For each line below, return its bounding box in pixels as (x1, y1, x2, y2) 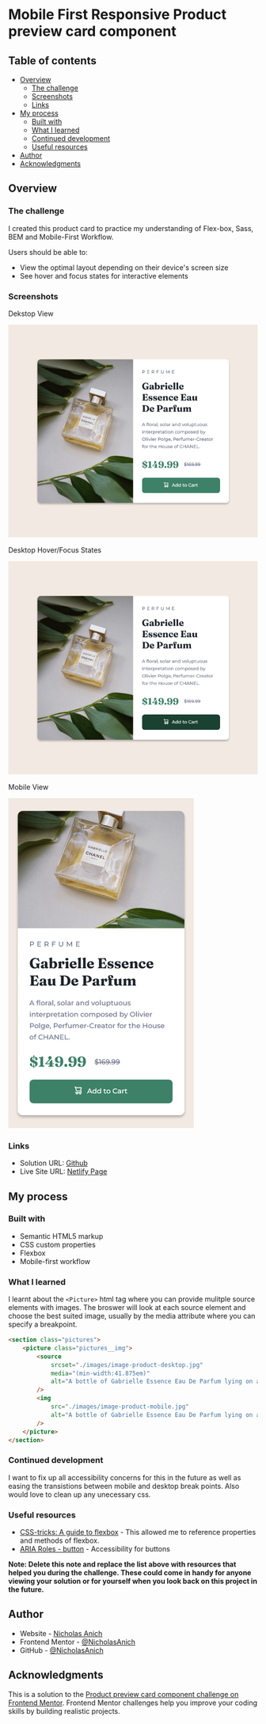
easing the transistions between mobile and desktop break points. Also (8, 1481, 240, 1490)
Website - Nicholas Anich (19, 1628, 103, 1638)
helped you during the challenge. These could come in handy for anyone (8, 1568, 252, 1578)
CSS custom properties (19, 1240, 97, 1249)
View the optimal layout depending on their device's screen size (19, 263, 229, 272)
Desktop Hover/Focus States (8, 545, 102, 555)
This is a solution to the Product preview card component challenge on (8, 1689, 239, 1699)
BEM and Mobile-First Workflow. (8, 232, 114, 241)
